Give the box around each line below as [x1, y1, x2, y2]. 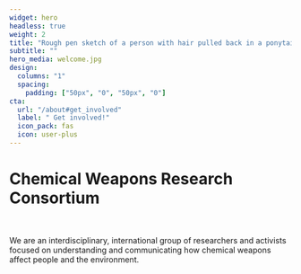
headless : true [9, 22, 66, 31]
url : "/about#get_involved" [17, 105, 123, 114]
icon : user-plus [17, 130, 78, 139]
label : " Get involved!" [17, 113, 110, 122]
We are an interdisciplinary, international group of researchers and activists [9, 234, 287, 245]
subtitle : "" [9, 47, 58, 56]
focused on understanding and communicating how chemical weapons [9, 244, 271, 255]
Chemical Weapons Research [9, 169, 233, 190]
